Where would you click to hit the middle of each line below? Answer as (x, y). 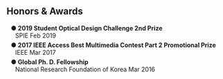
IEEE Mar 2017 (36, 52)
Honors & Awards (45, 11)
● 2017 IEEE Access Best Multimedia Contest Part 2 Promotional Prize (113, 45)
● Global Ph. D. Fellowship (50, 62)
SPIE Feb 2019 (36, 35)
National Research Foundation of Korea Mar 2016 (86, 69)
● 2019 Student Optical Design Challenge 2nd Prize (87, 28)
